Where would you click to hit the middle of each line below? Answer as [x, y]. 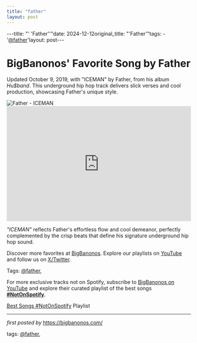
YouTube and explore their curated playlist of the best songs [79, 288]
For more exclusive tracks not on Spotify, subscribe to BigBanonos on [91, 282]
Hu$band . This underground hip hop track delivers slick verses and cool [94, 86]
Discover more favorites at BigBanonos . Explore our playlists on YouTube [94, 253]
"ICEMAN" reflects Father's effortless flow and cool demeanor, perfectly [94, 230]
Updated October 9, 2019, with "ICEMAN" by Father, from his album [88, 79]
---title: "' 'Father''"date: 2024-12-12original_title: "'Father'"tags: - [86, 33]
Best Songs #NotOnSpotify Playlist [48, 306]
